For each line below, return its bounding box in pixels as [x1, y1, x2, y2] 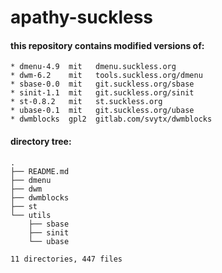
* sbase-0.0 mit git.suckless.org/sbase [10, 79, 195, 90]
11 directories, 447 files [10, 254, 123, 264]
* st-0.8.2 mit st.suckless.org [10, 97, 163, 107]
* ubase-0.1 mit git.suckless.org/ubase [10, 106, 195, 116]
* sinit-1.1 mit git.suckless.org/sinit [10, 88, 195, 98]
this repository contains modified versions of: [10, 39, 205, 51]
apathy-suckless [10, 6, 154, 29]
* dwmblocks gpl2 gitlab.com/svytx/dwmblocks [10, 114, 213, 125]
